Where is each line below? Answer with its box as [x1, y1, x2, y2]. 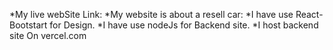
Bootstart [9, 19, 48, 31]
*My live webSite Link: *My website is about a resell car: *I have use [9, 9, 294, 20]
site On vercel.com [9, 30, 87, 41]
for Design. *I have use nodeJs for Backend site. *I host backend [49, 19, 319, 31]
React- [295, 9, 324, 20]
